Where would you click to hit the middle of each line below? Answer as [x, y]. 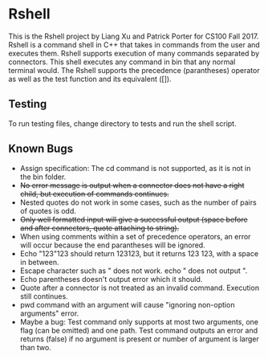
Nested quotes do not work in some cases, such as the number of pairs [138, 202]
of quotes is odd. [48, 210]
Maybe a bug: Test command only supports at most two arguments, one [139, 321]
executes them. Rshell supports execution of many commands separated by [134, 53]
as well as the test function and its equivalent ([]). [90, 79]
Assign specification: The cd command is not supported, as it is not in [135, 168]
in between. [39, 262]
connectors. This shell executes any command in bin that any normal [122, 62]
